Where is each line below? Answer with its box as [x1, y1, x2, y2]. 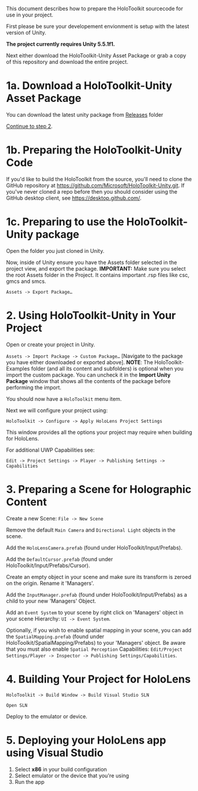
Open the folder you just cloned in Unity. [6, 247, 105, 254]
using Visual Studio [6, 746, 103, 760]
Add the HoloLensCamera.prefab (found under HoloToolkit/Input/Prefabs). [6, 544, 183, 551]
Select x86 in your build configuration [14, 766, 108, 773]
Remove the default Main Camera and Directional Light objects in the [6, 526, 176, 533]
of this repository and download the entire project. [6, 59, 129, 65]
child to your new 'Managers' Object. [6, 597, 96, 604]
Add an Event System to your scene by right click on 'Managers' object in [6, 609, 184, 616]
